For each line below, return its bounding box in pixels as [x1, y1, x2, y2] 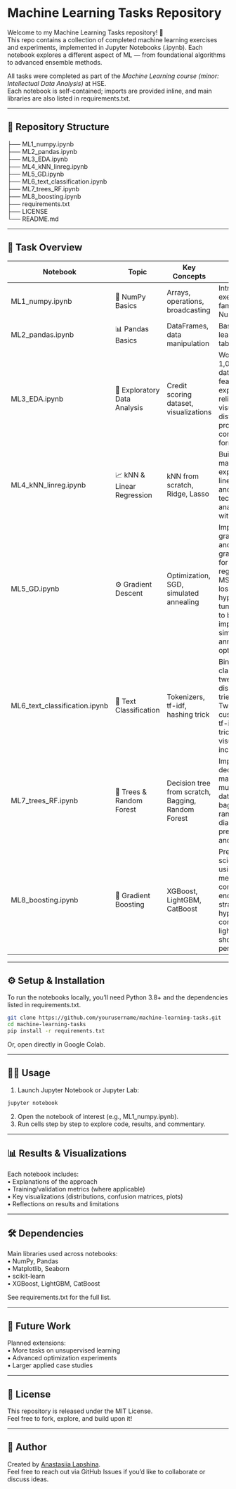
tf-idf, [166, 701, 188, 710]
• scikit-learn [7, 1272, 46, 1281]
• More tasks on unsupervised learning [7, 1346, 121, 1355]
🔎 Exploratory [114, 385, 160, 395]
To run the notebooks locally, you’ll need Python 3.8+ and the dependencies [7, 993, 228, 1002]
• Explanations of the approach [7, 1177, 98, 1186]
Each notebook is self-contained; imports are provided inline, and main [7, 87, 212, 95]
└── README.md [7, 215, 59, 223]
